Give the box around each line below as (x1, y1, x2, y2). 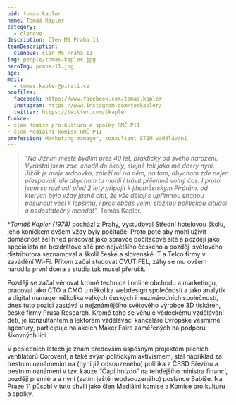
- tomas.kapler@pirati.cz (13, 82, 90, 89)
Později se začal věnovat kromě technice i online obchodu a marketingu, (7, 279, 218, 287)
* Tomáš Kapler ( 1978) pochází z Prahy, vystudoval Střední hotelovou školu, (7, 220, 225, 229)
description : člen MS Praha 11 (7, 37, 99, 44)
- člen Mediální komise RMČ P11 (7, 128, 102, 135)
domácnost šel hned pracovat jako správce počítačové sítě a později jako (7, 235, 220, 244)
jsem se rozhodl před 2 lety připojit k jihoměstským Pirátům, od (24, 184, 208, 192)
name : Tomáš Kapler (7, 17, 65, 24)
